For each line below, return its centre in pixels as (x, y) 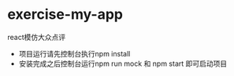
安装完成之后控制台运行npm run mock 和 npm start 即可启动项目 (123, 63)
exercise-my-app (65, 14)
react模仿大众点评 (37, 37)
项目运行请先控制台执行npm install (74, 53)
